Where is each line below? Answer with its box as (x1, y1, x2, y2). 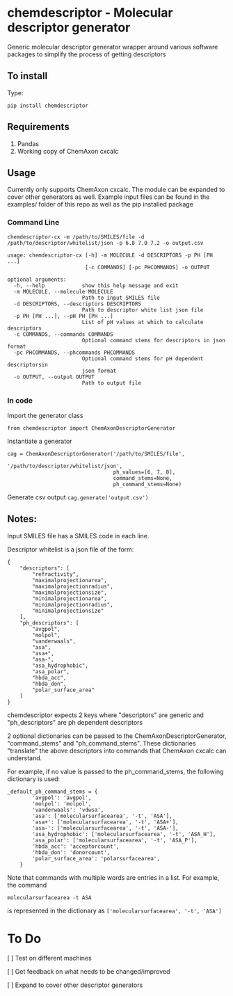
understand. (7, 753, 42, 762)
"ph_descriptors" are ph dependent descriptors (7, 718, 143, 726)
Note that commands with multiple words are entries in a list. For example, (7, 873, 220, 881)
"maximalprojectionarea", (32, 577, 108, 584)
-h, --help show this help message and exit (13, 282, 179, 289)
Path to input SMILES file (81, 294, 160, 301)
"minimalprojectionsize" (32, 607, 104, 614)
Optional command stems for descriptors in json (81, 337, 226, 344)
